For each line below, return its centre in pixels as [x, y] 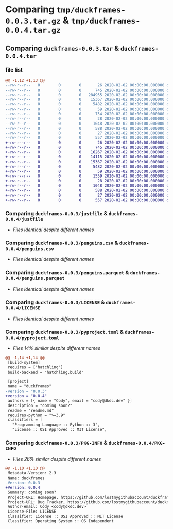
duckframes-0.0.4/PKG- [137, 443]
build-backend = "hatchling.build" [46, 372]
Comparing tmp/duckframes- [66, 10]
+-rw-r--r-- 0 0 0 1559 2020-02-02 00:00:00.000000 [85, 176]
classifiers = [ [25, 420]
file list [14, 69]
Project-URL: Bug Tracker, [37, 502]
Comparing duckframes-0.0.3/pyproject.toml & [65, 332]
